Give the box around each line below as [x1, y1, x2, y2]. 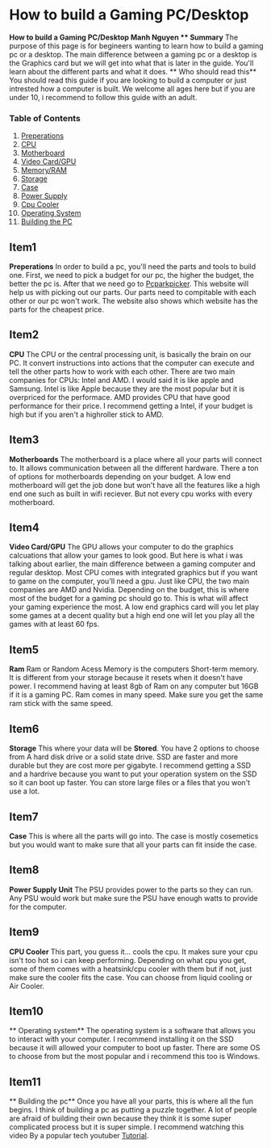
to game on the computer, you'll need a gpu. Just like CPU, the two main [9, 576, 249, 587]
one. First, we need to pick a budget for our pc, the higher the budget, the [9, 271, 255, 280]
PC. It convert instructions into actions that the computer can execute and [9, 358, 255, 368]
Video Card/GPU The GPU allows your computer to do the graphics [9, 542, 234, 552]
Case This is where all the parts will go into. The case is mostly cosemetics [9, 831, 259, 841]
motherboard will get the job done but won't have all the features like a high [9, 480, 261, 490]
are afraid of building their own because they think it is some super [9, 1113, 232, 1124]
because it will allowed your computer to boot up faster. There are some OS [9, 1043, 261, 1053]
